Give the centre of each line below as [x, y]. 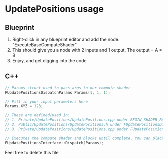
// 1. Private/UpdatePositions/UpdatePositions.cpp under [67, 120]
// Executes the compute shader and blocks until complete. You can [78, 138]
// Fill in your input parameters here [47, 101]
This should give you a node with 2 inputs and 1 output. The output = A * [87, 50]
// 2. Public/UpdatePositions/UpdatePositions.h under [63, 125]
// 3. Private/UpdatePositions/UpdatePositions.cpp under [67, 129]
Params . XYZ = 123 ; [24, 106]
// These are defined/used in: [38, 115]
